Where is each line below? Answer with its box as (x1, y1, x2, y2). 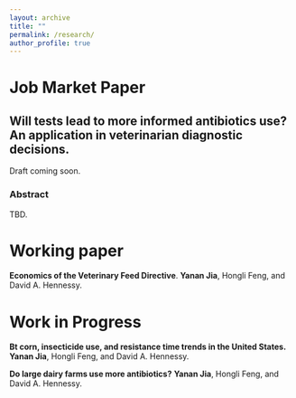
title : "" (9, 22, 47, 31)
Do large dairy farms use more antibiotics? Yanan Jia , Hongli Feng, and (9, 368, 280, 380)
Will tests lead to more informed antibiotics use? (9, 113, 287, 128)
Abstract (9, 188, 50, 201)
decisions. (9, 141, 69, 156)
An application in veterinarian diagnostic (9, 128, 244, 143)
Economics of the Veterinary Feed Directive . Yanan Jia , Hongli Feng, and (9, 270, 286, 281)
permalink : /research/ (9, 30, 95, 39)
